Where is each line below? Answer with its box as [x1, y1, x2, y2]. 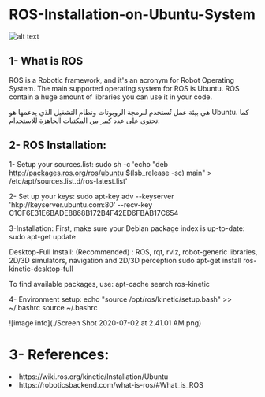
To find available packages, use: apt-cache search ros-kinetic [9, 279, 210, 288]
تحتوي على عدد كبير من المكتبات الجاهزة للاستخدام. [9, 116, 160, 125]
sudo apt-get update [9, 232, 76, 241]
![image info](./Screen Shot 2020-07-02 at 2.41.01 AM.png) [9, 317, 202, 328]
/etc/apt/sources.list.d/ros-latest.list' [9, 176, 128, 186]
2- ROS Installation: [9, 139, 107, 152]
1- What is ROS [9, 54, 84, 68]
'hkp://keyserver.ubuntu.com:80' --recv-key [9, 199, 153, 210]
